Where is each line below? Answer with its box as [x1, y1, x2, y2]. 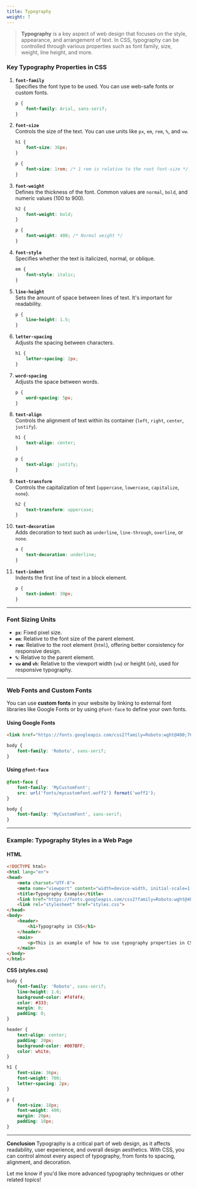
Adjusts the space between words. [15, 378, 99, 385]
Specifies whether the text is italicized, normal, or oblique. [15, 255, 155, 262]
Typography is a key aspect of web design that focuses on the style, [20, 30, 187, 37]
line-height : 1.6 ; [17, 989, 62, 995]
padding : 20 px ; [17, 1038, 54, 1043]
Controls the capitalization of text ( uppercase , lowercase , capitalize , [15, 484, 179, 491]
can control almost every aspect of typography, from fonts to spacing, [6, 1152, 176, 1159]
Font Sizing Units [6, 615, 56, 623]
